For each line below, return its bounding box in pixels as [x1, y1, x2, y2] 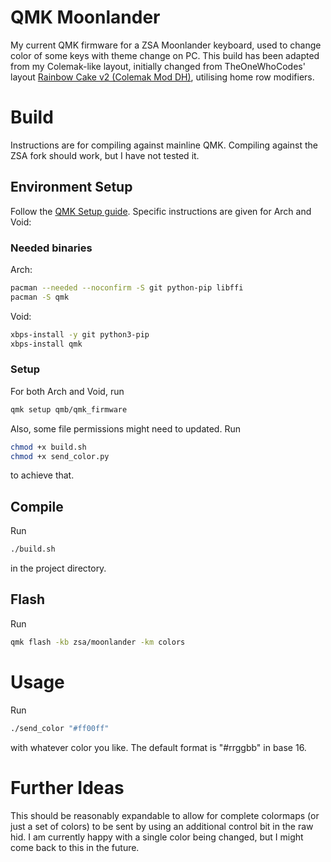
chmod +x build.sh [10, 442, 87, 452]
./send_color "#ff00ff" [10, 723, 110, 733]
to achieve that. [10, 469, 75, 481]
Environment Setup [10, 179, 133, 196]
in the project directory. [10, 562, 107, 575]
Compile [10, 498, 64, 515]
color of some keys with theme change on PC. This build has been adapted [10, 49, 320, 61]
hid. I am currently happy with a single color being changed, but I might [10, 831, 304, 843]
